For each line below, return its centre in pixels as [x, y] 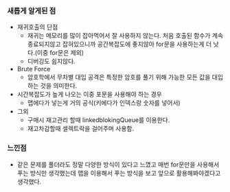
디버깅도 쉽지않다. [51, 61]
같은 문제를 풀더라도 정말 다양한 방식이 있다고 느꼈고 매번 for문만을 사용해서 [118, 164]
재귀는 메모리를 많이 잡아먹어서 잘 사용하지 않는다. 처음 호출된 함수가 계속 [125, 36]
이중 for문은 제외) [60, 53]
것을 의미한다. [59, 86]
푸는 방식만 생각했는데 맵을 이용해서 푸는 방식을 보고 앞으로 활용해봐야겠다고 [119, 173]
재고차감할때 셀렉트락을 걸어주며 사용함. [81, 129]
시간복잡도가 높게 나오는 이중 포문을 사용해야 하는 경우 [90, 95]
